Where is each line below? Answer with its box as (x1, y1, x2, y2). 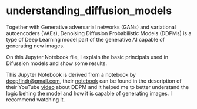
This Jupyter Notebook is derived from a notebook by (6, 71, 136, 78)
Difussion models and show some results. (6, 60, 108, 67)
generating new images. (6, 42, 65, 49)
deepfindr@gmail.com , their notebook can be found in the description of (6, 77, 182, 84)
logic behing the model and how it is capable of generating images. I (6, 90, 172, 97)
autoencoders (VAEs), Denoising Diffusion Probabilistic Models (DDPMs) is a (6, 29, 192, 36)
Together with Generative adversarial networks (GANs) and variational (6, 23, 176, 30)
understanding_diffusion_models (6, 4, 172, 18)
